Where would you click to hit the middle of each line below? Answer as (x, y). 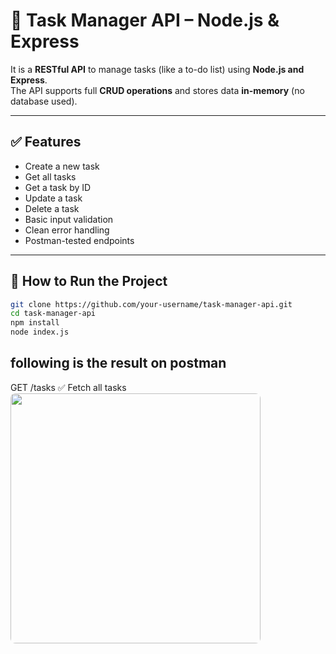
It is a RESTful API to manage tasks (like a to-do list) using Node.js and (157, 69)
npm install (35, 323)
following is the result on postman (118, 363)
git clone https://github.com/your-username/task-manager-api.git (151, 304)
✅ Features (46, 142)
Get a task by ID (58, 187)
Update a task (53, 198)
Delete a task (52, 208)
